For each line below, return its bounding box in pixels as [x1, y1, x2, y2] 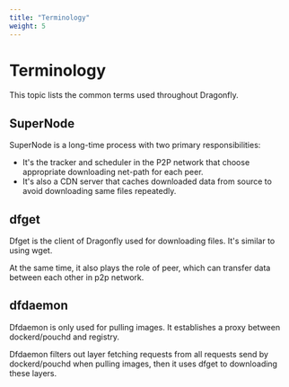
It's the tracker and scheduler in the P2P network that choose [22, 157, 250, 168]
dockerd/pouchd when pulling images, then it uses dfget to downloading [9, 358, 278, 369]
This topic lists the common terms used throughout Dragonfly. [9, 90, 240, 101]
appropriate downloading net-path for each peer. [22, 167, 204, 178]
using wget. [9, 245, 53, 256]
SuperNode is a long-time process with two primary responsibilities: [9, 140, 261, 151]
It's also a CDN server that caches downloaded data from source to [22, 176, 272, 187]
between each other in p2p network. [9, 272, 144, 283]
